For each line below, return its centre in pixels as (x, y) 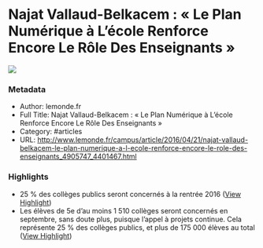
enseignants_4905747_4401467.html (78, 157)
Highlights (28, 177)
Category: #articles (51, 132)
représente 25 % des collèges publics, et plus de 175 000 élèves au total (137, 227)
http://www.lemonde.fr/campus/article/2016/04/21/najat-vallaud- (143, 140)
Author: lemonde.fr (50, 107)
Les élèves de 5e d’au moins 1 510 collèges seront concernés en (124, 210)
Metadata (27, 89)
